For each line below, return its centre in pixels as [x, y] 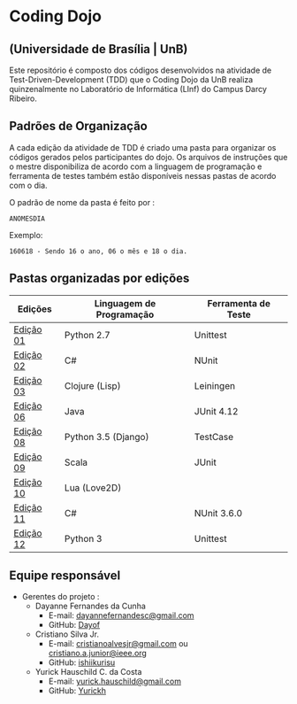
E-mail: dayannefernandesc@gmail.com [121, 615]
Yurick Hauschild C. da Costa [88, 672]
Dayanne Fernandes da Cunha [90, 606]
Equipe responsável [65, 576]
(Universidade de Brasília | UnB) [99, 49]
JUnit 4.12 [216, 411]
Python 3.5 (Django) [107, 437]
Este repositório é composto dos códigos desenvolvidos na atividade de [141, 70]
